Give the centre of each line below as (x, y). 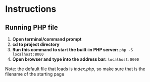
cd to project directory (36, 44)
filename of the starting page (35, 74)
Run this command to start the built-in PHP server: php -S (73, 50)
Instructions (31, 9)
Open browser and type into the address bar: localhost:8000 (75, 59)
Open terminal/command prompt (47, 39)
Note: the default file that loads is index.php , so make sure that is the (75, 69)
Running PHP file (32, 27)
